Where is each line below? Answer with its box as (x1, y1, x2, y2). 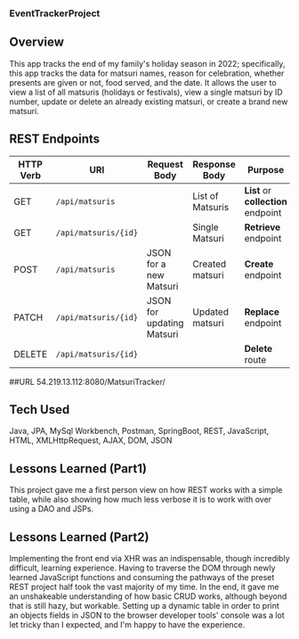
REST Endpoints (9, 132, 101, 147)
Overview (9, 35, 65, 50)
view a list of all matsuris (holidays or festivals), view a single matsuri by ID (9, 86, 283, 97)
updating (146, 316, 184, 329)
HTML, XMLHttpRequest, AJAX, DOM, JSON (9, 435, 173, 446)
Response (192, 158, 236, 170)
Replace (244, 306, 280, 318)
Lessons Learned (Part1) (9, 461, 147, 476)
